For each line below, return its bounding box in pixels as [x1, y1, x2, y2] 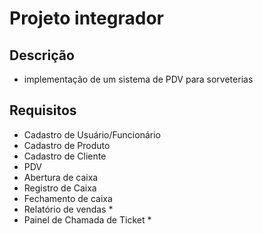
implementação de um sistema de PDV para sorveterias [23, 73, 254, 85]
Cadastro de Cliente [23, 150, 107, 162]
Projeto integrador [9, 7, 164, 30]
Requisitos [9, 102, 77, 119]
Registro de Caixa [23, 182, 97, 194]
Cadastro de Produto [23, 139, 111, 151]
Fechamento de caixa [23, 192, 113, 204]
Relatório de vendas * [23, 203, 114, 215]
